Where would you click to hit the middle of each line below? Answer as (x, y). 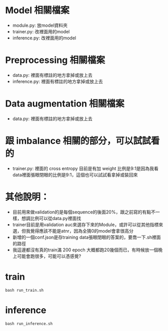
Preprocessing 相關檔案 (55, 60)
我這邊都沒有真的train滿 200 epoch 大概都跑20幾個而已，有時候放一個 (85, 250)
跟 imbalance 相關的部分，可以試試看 (82, 141)
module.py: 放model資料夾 (40, 25)
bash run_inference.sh (29, 323)
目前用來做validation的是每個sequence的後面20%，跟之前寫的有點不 (84, 212)
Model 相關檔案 (37, 10)
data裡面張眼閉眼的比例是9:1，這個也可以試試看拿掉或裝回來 (75, 175)
